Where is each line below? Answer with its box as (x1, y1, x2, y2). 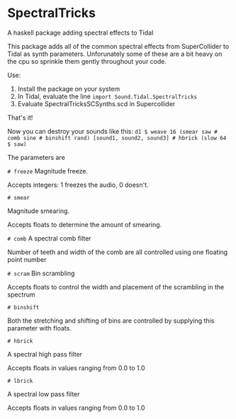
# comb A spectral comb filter (7, 234, 91, 242)
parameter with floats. (7, 323, 72, 332)
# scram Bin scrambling (7, 269, 75, 277)
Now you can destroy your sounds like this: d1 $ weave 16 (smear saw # (7, 127, 218, 135)
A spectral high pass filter (7, 350, 83, 358)
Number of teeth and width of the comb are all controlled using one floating (7, 248, 228, 256)
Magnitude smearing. (7, 207, 69, 215)
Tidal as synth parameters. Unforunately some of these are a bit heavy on (7, 50, 223, 58)
